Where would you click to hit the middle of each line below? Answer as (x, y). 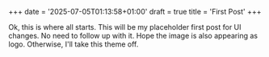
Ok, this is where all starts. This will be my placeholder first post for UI (125, 27)
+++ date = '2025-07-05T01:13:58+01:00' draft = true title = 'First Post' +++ (135, 12)
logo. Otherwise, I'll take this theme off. (74, 44)
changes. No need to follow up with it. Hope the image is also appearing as (133, 36)
